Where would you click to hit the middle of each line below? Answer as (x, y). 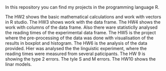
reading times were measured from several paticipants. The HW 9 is (75, 54)
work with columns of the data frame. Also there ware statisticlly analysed (81, 27)
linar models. (18, 64)
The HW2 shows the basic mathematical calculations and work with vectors (83, 17)
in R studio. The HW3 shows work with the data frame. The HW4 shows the (83, 22)
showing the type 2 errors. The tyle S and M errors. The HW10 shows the (80, 59)
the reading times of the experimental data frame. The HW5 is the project (80, 33)
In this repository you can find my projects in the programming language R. (82, 7)
